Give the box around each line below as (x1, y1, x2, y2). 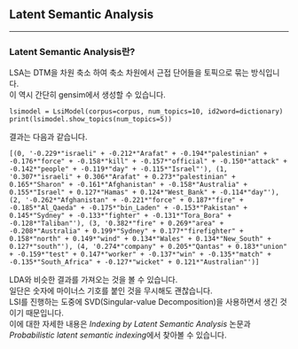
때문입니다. (25, 307, 65, 318)
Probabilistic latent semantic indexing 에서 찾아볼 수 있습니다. (9, 330, 228, 340)
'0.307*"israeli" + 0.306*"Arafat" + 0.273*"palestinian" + (9, 173, 237, 182)
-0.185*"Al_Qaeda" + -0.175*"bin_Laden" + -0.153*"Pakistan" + (9, 204, 248, 213)
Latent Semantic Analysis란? (9, 45, 136, 58)
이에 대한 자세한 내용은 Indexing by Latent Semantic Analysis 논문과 (9, 319, 251, 330)
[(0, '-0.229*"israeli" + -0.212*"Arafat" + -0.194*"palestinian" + (9, 150, 268, 159)
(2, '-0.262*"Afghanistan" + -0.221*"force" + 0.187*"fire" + (9, 196, 244, 205)
